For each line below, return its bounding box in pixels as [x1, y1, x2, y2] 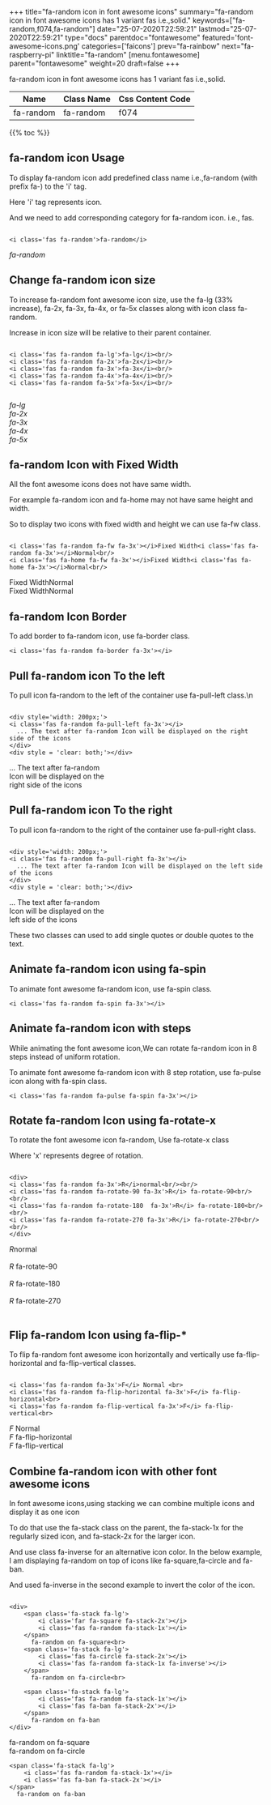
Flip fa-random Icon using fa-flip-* [9, 1328, 188, 1342]
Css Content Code [118, 93, 191, 105]
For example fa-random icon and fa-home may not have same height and [9, 495, 253, 505]
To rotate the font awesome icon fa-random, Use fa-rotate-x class [9, 1135, 230, 1145]
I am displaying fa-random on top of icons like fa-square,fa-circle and [9, 1555, 242, 1565]
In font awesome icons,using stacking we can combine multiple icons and [9, 1498, 256, 1508]
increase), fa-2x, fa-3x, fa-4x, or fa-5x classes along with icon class [9, 303, 236, 313]
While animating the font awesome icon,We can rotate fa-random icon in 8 [9, 1043, 257, 1052]
